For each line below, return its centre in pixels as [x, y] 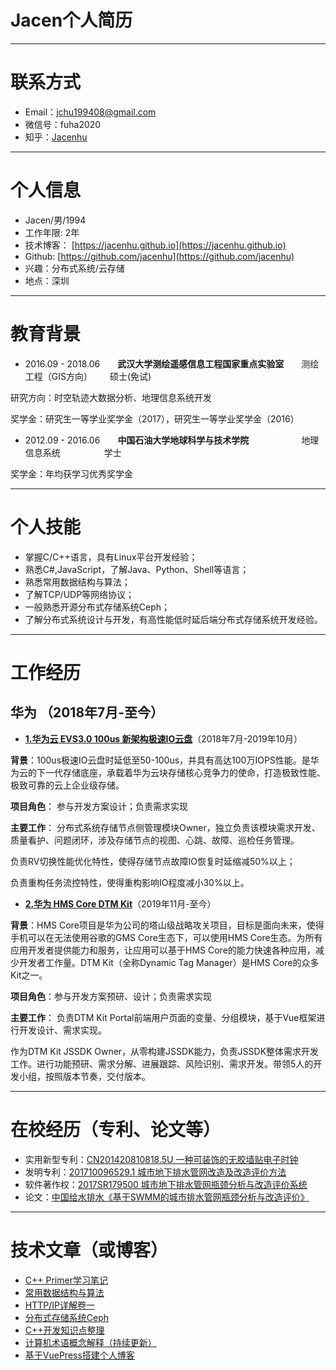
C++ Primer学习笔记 [66, 1280]
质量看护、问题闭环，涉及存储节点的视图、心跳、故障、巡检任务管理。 [155, 840]
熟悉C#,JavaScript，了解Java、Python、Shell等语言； [137, 569]
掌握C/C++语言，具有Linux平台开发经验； [111, 557]
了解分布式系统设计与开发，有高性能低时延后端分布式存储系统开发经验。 [173, 619]
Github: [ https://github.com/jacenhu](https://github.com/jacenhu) [159, 256]
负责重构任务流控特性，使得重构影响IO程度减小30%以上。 [130, 882]
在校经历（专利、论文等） [116, 1129]
